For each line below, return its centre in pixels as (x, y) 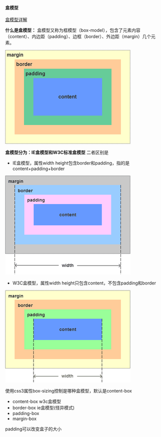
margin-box (24, 419)
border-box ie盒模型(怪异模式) (43, 408)
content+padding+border (38, 169)
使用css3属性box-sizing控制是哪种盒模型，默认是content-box (69, 391)
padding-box (26, 413)
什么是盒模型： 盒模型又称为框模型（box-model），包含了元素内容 (73, 30)
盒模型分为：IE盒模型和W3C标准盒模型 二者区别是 (57, 152)
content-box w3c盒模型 (37, 401)
